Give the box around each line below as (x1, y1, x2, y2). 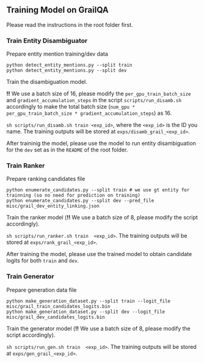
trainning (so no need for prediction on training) (6, 193, 140, 199)
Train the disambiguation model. (6, 78, 87, 86)
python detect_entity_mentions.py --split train (6, 62, 133, 68)
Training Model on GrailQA (6, 5, 109, 15)
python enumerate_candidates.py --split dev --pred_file (6, 198, 155, 204)
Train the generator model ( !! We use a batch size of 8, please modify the (6, 324, 191, 332)
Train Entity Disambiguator (6, 36, 88, 45)
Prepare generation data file (6, 286, 77, 293)
